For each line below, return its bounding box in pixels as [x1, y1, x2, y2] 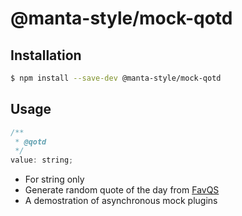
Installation [10, 47, 82, 64]
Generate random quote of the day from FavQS [24, 184, 220, 196]
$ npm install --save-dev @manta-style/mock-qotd [10, 73, 222, 83]
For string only [24, 173, 85, 186]
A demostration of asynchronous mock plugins [24, 195, 218, 207]
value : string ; [10, 155, 74, 166]
